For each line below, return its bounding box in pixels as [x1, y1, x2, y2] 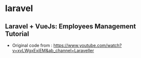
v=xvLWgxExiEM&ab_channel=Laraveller [12, 48, 94, 53]
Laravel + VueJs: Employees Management [5, 22, 136, 30]
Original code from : [12, 43, 53, 48]
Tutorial [5, 29, 29, 38]
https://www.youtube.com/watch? [53, 43, 122, 48]
